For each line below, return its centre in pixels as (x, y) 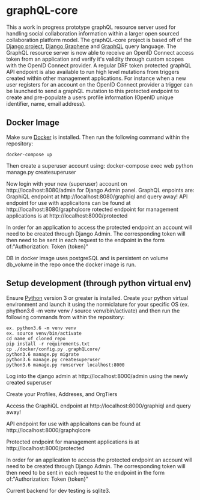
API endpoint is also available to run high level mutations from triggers (93, 72)
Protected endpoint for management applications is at (73, 442)
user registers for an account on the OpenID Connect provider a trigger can (100, 84)
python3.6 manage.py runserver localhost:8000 (65, 365)
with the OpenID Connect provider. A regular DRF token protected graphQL (99, 65)
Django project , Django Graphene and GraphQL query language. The (91, 46)
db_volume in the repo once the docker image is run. (71, 264)
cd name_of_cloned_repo (36, 338)
